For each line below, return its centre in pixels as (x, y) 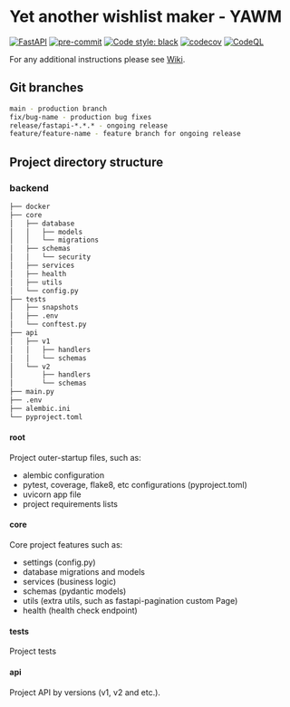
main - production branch (58, 109)
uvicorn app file (52, 494)
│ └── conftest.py (48, 325)
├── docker (30, 206)
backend (29, 187)
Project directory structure (87, 162)
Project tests (33, 651)
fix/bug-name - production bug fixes (81, 117)
